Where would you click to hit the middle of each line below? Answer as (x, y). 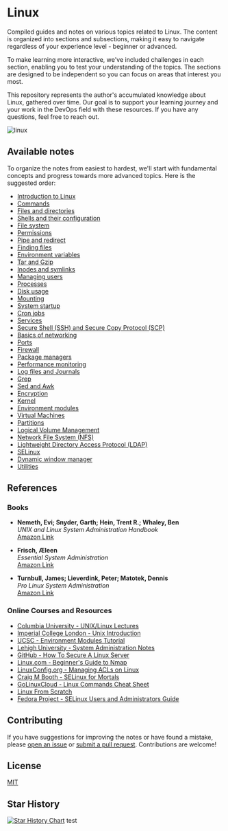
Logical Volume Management (58, 430)
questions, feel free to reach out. (53, 117)
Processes (32, 284)
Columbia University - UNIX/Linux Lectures (78, 625)
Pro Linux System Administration (63, 586)
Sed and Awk (36, 386)
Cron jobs (31, 313)
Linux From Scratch (45, 691)
